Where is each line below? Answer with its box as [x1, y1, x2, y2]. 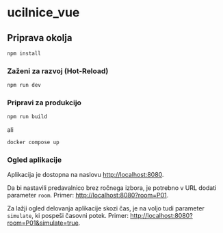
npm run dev [7, 82, 41, 89]
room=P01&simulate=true [7, 219, 79, 227]
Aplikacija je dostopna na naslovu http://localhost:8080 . [7, 171, 164, 179]
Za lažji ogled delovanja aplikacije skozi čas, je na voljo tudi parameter [7, 204, 205, 213]
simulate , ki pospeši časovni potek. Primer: [7, 212, 129, 220]
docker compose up [7, 139, 60, 146]
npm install [7, 50, 41, 57]
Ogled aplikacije [7, 155, 62, 165]
